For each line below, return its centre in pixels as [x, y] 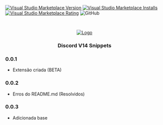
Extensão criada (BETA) [37, 70]
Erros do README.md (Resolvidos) [49, 94]
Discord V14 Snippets [85, 45]
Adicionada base [30, 117]
